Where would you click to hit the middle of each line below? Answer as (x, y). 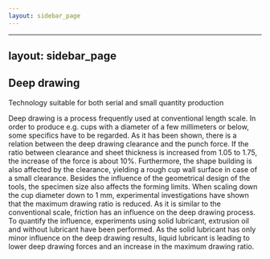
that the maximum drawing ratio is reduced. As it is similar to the (115, 203)
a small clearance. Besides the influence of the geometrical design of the (129, 178)
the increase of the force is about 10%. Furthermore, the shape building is (130, 161)
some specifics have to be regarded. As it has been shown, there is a (123, 135)
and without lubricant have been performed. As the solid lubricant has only (132, 229)
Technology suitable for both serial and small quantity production (116, 102)
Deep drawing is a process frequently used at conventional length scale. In (132, 118)
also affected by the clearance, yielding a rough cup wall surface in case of (133, 169)
